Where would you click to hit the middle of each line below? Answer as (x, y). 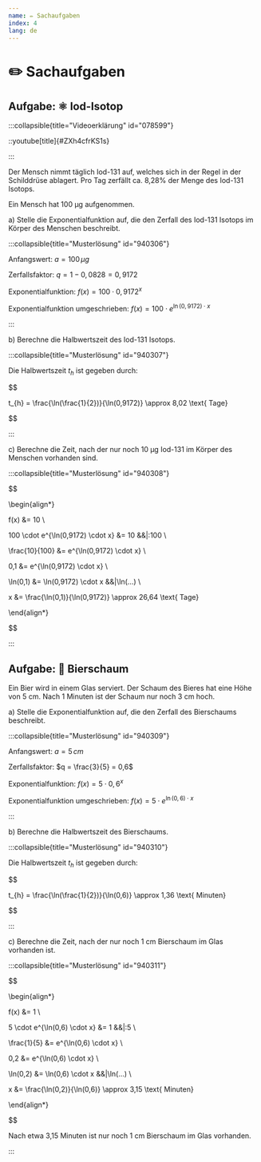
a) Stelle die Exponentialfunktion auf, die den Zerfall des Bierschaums (123, 712)
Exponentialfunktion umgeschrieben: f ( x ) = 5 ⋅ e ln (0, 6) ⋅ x (101, 799)
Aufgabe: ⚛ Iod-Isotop (66, 106)
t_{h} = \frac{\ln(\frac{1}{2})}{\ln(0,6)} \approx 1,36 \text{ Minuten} (117, 895)
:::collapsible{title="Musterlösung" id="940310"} (88, 847)
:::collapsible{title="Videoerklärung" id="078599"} (91, 125)
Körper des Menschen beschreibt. (65, 228)
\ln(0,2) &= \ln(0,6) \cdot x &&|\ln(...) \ (70, 1074)
